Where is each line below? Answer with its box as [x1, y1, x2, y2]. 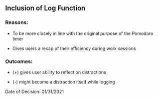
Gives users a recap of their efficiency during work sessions [12, 45, 136, 51]
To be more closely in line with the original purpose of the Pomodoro [12, 30, 154, 36]
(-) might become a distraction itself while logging [12, 78, 116, 84]
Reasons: [5, 19, 28, 26]
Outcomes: [5, 57, 33, 64]
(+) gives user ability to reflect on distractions [12, 69, 106, 75]
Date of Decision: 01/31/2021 [5, 88, 64, 94]
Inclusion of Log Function [5, 4, 86, 12]
